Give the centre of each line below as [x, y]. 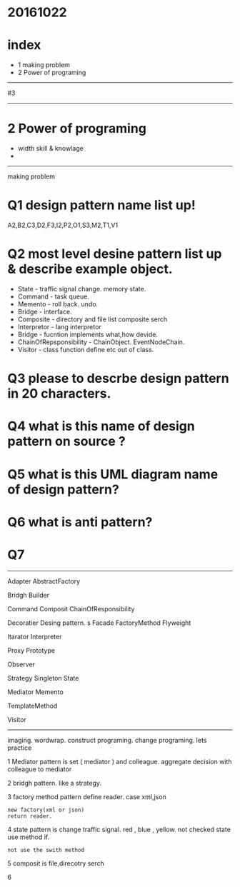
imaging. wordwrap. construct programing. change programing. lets [107, 740]
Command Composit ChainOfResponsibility [71, 608]
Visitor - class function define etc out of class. [86, 349]
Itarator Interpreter [35, 636]
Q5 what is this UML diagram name [113, 474]
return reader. [30, 816]
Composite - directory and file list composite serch [92, 319]
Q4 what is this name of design [101, 426]
